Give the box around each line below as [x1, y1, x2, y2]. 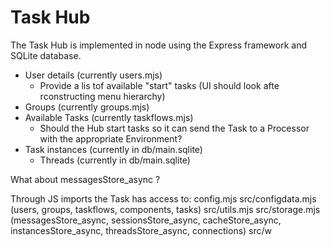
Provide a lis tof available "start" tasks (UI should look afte [39, 79, 280, 91]
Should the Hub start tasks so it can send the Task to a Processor [39, 122, 310, 134]
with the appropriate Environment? [39, 132, 183, 145]
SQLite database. [10, 49, 82, 61]
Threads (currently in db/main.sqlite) [39, 154, 191, 166]
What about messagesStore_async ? [10, 173, 161, 185]
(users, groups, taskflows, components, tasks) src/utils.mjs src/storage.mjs [10, 203, 321, 215]
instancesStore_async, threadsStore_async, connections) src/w [10, 224, 273, 236]
